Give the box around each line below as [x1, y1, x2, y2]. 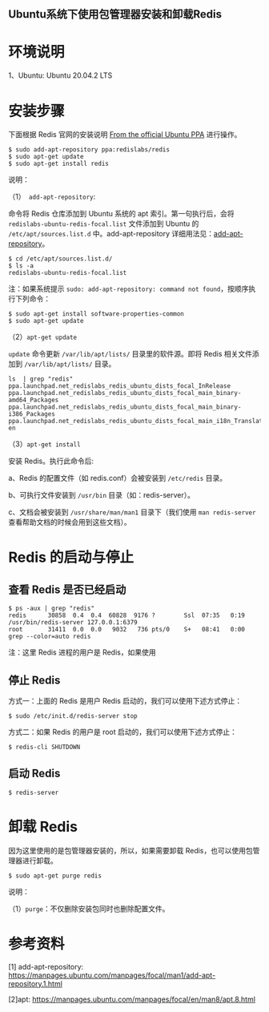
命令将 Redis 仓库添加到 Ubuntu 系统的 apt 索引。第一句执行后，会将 [8, 209, 235, 219]
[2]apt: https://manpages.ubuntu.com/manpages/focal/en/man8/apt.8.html [8, 994, 256, 1004]
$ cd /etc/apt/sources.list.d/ [8, 255, 113, 263]
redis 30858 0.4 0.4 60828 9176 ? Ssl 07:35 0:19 [8, 611, 246, 619]
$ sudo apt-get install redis [8, 159, 110, 168]
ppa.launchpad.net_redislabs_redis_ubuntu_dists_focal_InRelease [8, 382, 231, 390]
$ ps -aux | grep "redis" [8, 604, 94, 613]
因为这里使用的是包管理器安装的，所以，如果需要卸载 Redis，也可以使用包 [8, 845, 254, 855]
